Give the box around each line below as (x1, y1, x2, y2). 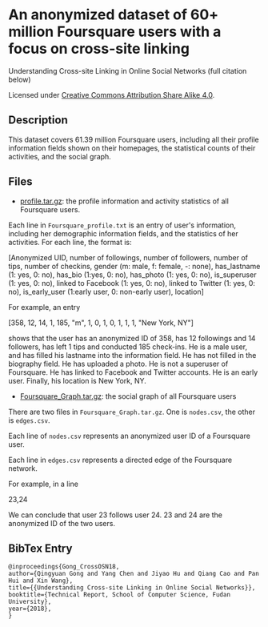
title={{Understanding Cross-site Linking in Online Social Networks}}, (8, 584, 256, 592)
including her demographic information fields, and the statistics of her (8, 228, 238, 238)
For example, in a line (8, 479, 78, 488)
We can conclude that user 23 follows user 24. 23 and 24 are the (8, 510, 222, 520)
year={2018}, (8, 605, 52, 613)
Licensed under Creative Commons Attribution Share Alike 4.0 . (8, 90, 215, 99)
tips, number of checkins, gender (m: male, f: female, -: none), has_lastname (8, 261, 261, 271)
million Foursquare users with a (8, 22, 222, 41)
